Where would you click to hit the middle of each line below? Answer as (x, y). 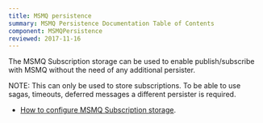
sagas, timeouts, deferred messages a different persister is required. (122, 95)
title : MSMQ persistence (50, 16)
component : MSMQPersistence (56, 31)
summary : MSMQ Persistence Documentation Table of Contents (112, 23)
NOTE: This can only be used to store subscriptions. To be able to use (125, 86)
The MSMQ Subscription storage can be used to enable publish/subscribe (131, 61)
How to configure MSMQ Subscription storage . (98, 110)
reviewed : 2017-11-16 (45, 38)
